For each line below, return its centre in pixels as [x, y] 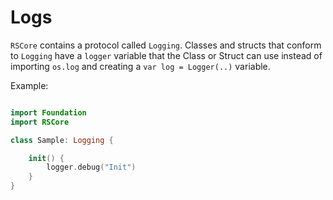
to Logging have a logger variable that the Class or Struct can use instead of [166, 55]
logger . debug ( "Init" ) [91, 167]
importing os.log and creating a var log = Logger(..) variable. [140, 66]
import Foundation [48, 112]
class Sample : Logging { [62, 140]
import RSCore [40, 122]
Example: [29, 85]
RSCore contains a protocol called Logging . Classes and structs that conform [166, 45]
